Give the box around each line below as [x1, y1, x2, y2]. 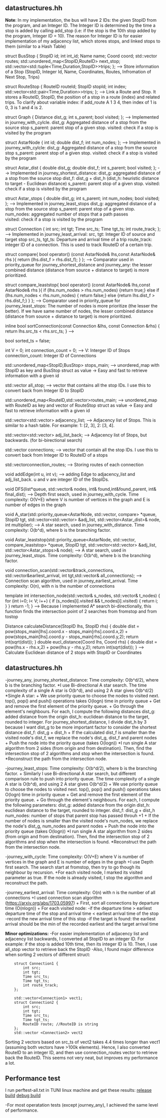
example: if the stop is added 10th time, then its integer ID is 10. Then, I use [5, 941, 158, 947]
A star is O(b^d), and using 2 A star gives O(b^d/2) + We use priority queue [5, 781, 158, 787]
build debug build [5, 1092, 41, 1099]
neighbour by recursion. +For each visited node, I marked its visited [5, 869, 143, 875]
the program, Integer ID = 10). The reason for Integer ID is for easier [5, 33, 143, 39]
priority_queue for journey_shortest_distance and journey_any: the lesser [5, 261, 152, 267]
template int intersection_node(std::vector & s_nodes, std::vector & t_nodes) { [5, 593, 161, 599]
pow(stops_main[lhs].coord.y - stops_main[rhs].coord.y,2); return [5, 634, 139, 640]
